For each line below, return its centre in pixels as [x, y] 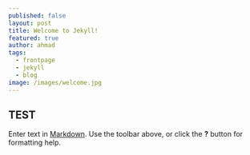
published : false [37, 16]
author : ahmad [32, 46]
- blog [26, 75]
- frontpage [36, 61]
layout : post [30, 23]
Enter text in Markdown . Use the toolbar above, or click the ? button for [125, 134]
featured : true [34, 38]
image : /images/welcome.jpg [55, 82]
